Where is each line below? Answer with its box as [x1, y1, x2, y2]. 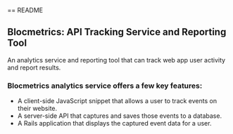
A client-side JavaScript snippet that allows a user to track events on [17, 97, 217, 105]
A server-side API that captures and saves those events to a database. [17, 112, 222, 120]
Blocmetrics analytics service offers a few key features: [7, 81, 203, 91]
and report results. [7, 63, 61, 72]
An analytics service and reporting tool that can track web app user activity [7, 55, 226, 64]
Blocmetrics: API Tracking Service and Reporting [7, 26, 227, 38]
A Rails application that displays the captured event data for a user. [17, 119, 212, 128]
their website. [17, 105, 58, 113]
